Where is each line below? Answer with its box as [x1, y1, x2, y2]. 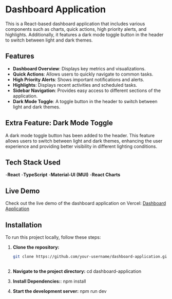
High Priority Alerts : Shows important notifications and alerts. [12, 76, 145, 83]
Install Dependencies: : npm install [12, 278, 86, 284]
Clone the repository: [12, 244, 60, 250]
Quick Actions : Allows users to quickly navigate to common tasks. [12, 71, 154, 77]
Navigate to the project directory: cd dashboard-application [12, 268, 142, 274]
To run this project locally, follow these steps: [5, 234, 101, 240]
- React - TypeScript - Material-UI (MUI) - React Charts [5, 172, 121, 178]
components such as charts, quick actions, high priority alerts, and [5, 26, 147, 32]
